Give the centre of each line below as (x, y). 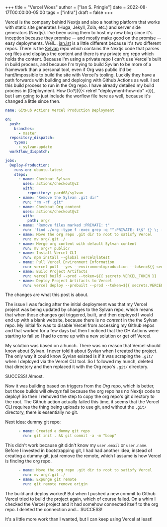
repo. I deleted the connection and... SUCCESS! (54, 509)
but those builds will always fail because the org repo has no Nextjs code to (83, 391)
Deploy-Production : (30, 165)
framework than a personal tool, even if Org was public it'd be (68, 70)
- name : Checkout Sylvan (44, 179)
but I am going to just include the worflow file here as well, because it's (78, 96)
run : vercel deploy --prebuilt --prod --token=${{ (77, 285)
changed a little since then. (33, 101)
